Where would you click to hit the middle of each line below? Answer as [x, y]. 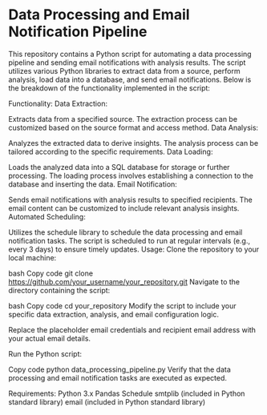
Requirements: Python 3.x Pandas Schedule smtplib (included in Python [127, 393]
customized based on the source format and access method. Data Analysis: [133, 127]
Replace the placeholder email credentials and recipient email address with [132, 329]
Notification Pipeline [78, 32]
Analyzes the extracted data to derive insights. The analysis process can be [133, 143]
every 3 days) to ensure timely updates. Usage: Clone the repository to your [134, 249]
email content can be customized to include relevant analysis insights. [124, 208]
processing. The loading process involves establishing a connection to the [131, 175]
